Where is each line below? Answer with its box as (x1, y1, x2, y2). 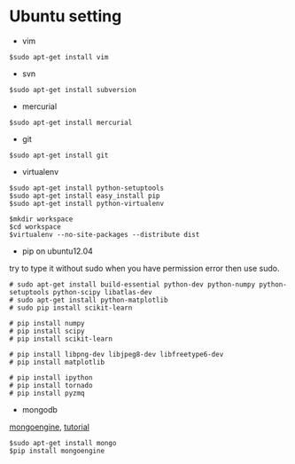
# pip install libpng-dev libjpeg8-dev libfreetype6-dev (9, 350, 224, 358)
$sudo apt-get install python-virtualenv (9, 199, 165, 208)
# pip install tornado (9, 381, 93, 389)
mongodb (21, 404, 58, 414)
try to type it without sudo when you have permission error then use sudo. (9, 263, 280, 273)
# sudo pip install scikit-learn (9, 303, 133, 312)
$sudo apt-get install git (9, 151, 109, 160)
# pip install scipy (9, 326, 86, 335)
